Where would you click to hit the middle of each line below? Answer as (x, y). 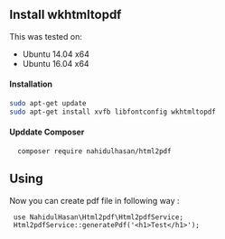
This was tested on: (46, 36)
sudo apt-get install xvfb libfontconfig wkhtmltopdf (113, 112)
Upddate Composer (47, 132)
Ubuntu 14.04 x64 (56, 54)
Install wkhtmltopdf (66, 15)
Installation (31, 84)
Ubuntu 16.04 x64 (56, 63)
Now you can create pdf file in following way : (94, 200)
